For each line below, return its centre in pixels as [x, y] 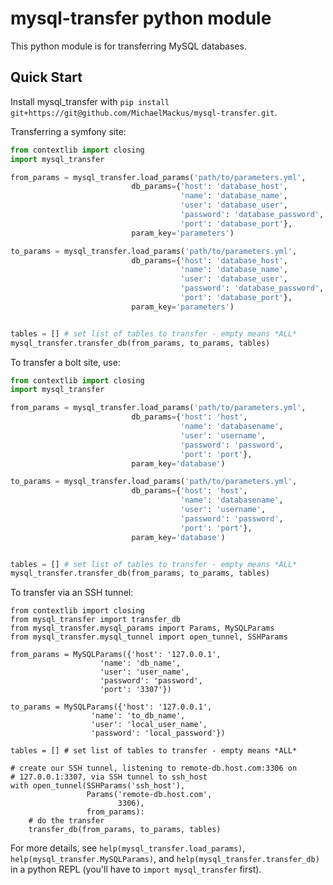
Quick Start [46, 77]
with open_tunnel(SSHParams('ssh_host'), [98, 786]
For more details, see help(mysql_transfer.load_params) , [128, 848]
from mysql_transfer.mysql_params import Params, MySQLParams [142, 628]
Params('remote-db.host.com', [149, 795]
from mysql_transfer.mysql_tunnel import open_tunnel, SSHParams [149, 637]
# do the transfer [66, 821]
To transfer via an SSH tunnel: [72, 593]
